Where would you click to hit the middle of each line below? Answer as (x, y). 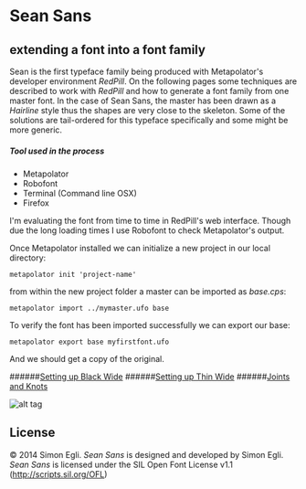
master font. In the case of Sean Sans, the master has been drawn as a (143, 101)
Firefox (36, 203)
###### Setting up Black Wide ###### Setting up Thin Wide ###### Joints (150, 377)
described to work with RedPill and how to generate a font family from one (149, 91)
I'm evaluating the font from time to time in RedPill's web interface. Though (150, 220)
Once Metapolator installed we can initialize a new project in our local (140, 248)
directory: (28, 258)
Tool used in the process (57, 151)
